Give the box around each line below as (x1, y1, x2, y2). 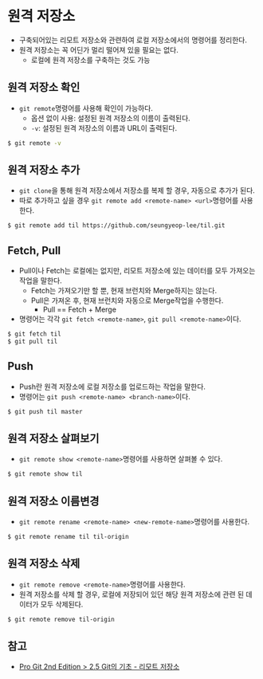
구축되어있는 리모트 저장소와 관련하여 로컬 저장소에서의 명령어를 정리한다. (18, 35, 248, 45)
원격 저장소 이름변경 (7, 494, 100, 508)
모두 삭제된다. (40, 599, 84, 609)
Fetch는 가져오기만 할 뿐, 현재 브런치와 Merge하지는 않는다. (30, 286, 218, 296)
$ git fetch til (7, 330, 61, 339)
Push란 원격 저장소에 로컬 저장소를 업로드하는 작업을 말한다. (18, 382, 206, 391)
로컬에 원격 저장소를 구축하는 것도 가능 (30, 55, 151, 65)
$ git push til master (7, 407, 83, 415)
